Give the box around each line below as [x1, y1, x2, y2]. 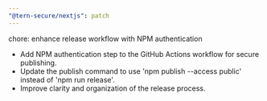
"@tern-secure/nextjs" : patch [8, 11, 110, 20]
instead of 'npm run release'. [19, 75, 115, 84]
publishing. [19, 58, 57, 67]
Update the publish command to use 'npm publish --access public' [19, 66, 242, 76]
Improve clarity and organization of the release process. [19, 83, 206, 93]
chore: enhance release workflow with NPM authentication [8, 34, 203, 43]
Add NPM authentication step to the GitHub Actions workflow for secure [19, 49, 260, 59]
